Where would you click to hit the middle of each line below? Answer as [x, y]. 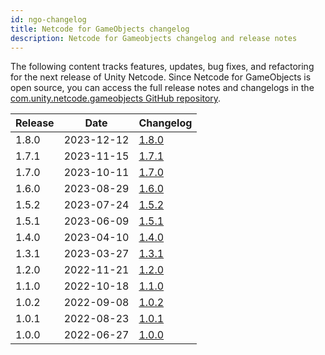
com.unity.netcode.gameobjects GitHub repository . [116, 98]
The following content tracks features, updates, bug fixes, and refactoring [162, 67]
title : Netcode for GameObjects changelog [100, 29]
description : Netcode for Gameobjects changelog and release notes [154, 38]
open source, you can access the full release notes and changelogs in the [162, 88]
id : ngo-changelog [48, 19]
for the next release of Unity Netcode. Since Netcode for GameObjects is [161, 77]
